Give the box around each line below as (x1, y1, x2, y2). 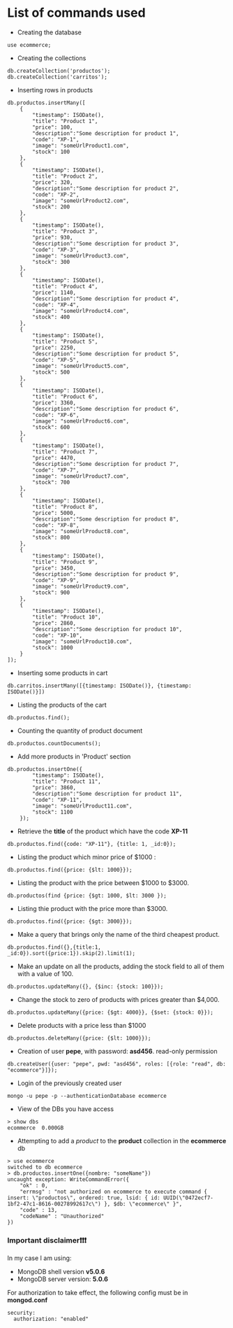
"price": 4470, (32, 454, 77, 461)
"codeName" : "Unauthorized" (20, 1213, 105, 1220)
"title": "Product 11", (32, 778, 101, 785)
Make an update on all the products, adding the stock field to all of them (17, 962, 225, 970)
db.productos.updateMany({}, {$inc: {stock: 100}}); (7, 983, 164, 990)
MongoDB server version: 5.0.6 (17, 1275, 108, 1283)
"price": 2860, (32, 619, 77, 627)
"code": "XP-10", (32, 632, 82, 639)
